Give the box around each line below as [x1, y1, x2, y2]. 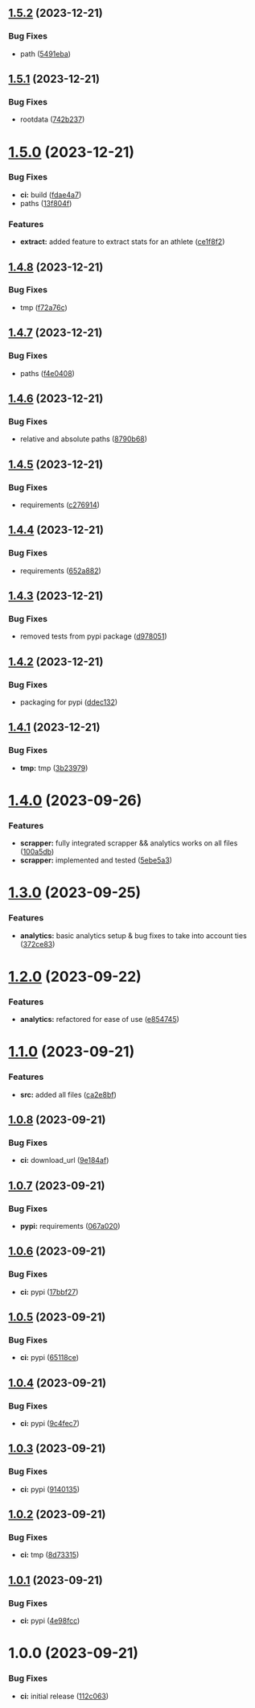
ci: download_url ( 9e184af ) [19, 1156, 109, 1165]
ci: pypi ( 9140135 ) [19, 1484, 80, 1494]
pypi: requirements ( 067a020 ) [19, 1221, 121, 1230]
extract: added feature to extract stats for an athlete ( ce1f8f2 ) [19, 237, 225, 246]
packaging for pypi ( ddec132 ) [19, 697, 118, 707]
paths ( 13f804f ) [19, 198, 72, 208]
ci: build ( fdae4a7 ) [19, 189, 82, 200]
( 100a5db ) [19, 847, 55, 857]
